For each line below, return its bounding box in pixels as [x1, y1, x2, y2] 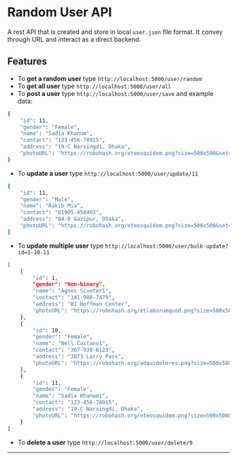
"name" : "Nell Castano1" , [32, 340, 109, 347]
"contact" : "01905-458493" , [20, 209, 102, 216]
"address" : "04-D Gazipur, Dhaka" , [20, 216, 125, 223]
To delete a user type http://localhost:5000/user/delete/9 [17, 438, 193, 447]
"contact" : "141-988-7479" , [32, 294, 115, 301]
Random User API [7, 4, 112, 20]
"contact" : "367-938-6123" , [32, 346, 115, 353]
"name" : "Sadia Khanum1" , [32, 392, 109, 399]
